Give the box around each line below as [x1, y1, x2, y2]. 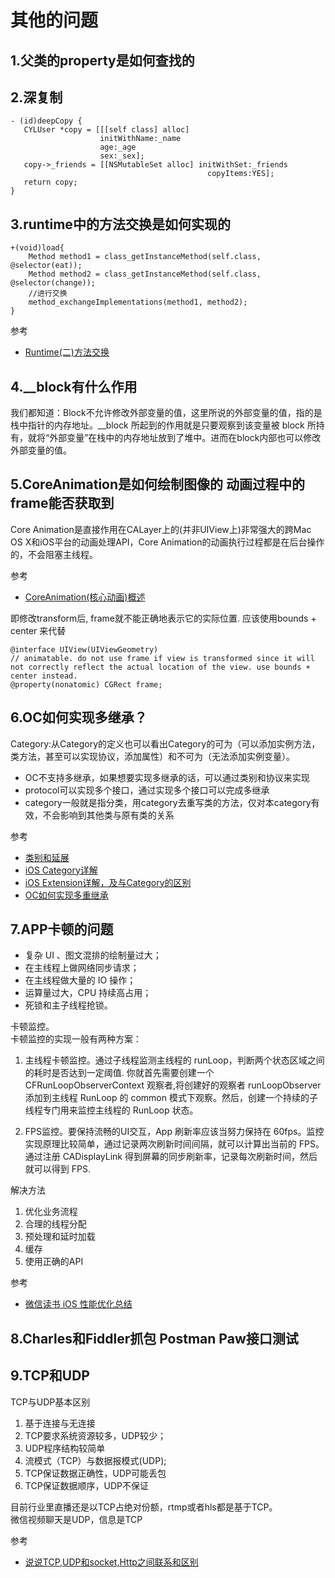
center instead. [10, 671, 78, 681]
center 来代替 [10, 624, 67, 636]
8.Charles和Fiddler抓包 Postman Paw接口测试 [10, 1330, 299, 1347]
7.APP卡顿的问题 [10, 921, 114, 938]
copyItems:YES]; [207, 169, 275, 179]
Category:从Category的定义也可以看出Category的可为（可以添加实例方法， [10, 737, 321, 750]
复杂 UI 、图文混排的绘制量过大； [24, 949, 162, 961]
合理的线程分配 [24, 1218, 87, 1230]
